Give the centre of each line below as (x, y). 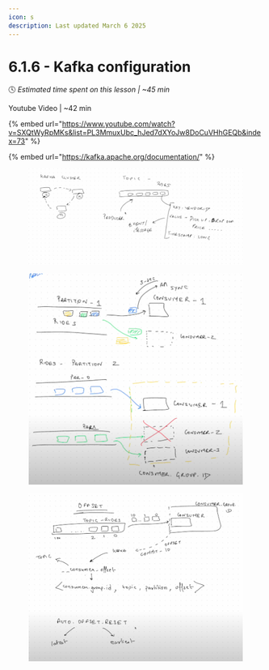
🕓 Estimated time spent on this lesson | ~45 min (89, 90)
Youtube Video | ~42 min (50, 109)
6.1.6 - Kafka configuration (100, 67)
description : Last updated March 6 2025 (78, 26)
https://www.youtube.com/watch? (118, 124)
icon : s (21, 17)
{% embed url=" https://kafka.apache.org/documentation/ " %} (112, 157)
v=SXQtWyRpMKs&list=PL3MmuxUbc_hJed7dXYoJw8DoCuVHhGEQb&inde (134, 133)
